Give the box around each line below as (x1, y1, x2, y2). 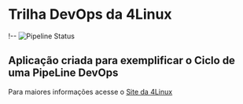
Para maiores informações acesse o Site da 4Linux (8, 87, 173, 96)
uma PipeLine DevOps (8, 66, 119, 80)
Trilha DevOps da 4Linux (8, 5, 172, 23)
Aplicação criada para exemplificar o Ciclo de (8, 54, 236, 67)
